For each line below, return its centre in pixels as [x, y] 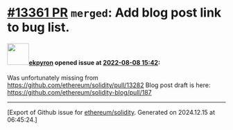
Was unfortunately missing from [53, 78]
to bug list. [38, 27]
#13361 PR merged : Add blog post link [114, 13]
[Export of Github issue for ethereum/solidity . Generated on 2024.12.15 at [111, 113]
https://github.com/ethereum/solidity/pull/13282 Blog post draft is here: [109, 85]
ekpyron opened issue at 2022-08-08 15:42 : [95, 62]
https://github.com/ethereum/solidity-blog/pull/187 [79, 93]
